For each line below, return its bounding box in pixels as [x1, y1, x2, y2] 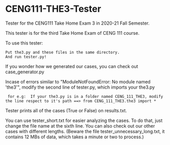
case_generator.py [5, 69, 44, 75]
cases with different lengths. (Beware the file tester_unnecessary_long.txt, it [5, 128, 165, 134]
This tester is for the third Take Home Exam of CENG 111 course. [5, 30, 139, 36]
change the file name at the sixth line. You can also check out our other [5, 122, 155, 129]
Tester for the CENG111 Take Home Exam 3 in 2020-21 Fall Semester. [5, 20, 150, 26]
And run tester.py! [5, 54, 47, 59]
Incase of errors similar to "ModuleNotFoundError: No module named [5, 78, 151, 85]
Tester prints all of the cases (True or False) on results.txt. [5, 107, 127, 113]
